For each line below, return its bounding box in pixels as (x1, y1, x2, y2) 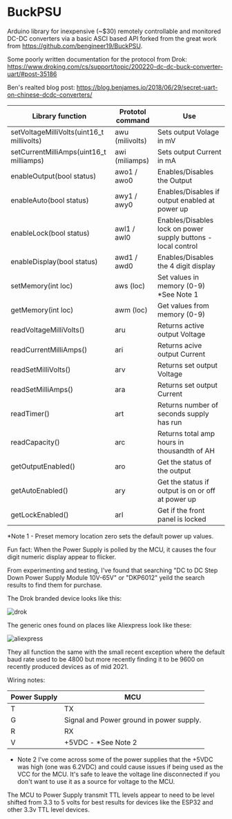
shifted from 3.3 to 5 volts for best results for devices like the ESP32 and (7, 798, 213, 806)
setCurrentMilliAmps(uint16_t (10, 147, 107, 156)
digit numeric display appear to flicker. (7, 552, 117, 561)
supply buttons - (157, 232, 213, 242)
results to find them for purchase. (7, 581, 102, 589)
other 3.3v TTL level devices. (7, 805, 90, 813)
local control (157, 241, 198, 251)
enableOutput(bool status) (10, 171, 97, 180)
